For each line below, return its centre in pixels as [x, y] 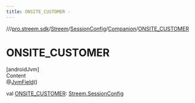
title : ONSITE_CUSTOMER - [38, 12]
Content [16, 76]
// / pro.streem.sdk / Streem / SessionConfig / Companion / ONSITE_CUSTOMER [97, 29]
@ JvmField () [22, 82]
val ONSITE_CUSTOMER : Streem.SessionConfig [65, 93]
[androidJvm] [23, 69]
